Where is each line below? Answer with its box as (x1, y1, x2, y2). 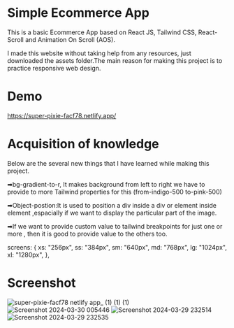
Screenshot (7, 275, 76, 291)
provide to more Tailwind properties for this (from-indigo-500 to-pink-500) (7, 187, 222, 196)
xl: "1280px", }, (7, 250, 50, 259)
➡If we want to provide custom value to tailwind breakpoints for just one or (7, 222, 223, 230)
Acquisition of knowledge (7, 136, 159, 152)
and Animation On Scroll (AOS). (25, 35, 115, 43)
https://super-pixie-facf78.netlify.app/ (7, 111, 117, 120)
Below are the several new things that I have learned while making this (7, 159, 210, 167)
